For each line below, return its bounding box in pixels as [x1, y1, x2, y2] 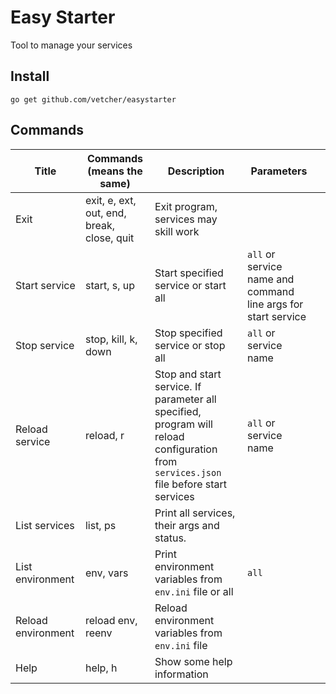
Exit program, [154, 199, 218, 213]
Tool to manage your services [10, 39, 133, 51]
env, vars [84, 566, 129, 580]
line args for [247, 297, 304, 311]
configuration [154, 442, 218, 456]
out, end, [84, 206, 127, 220]
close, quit [84, 231, 135, 245]
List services [15, 518, 75, 532]
